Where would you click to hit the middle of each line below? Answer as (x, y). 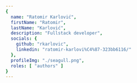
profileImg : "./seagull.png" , (47, 60)
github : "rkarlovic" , (42, 44)
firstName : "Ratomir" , (38, 22)
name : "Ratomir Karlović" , (44, 17)
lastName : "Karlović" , (38, 28)
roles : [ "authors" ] (37, 66)
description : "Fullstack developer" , (57, 33)
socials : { (24, 39)
